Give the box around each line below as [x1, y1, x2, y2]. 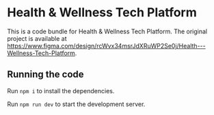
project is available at [7, 34, 67, 42]
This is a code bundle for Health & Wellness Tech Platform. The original [7, 27, 208, 35]
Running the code [7, 69, 84, 80]
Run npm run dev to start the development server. [7, 100, 146, 108]
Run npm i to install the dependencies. [7, 86, 115, 95]
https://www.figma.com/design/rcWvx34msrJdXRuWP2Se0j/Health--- [7, 42, 206, 50]
